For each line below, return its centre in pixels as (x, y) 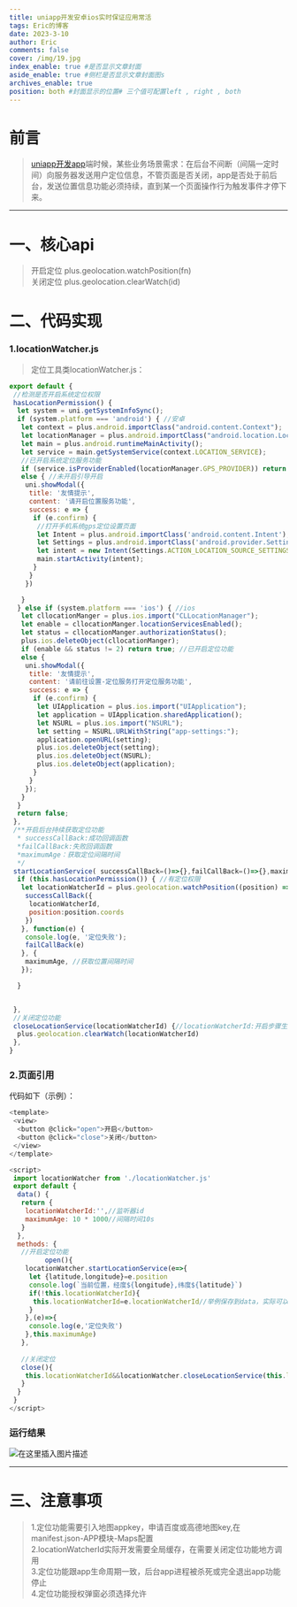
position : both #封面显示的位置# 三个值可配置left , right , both (125, 91)
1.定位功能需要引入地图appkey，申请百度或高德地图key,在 (136, 1527)
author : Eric (33, 42)
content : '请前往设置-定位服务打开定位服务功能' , (110, 682)
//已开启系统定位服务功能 (61, 460)
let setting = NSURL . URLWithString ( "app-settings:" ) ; (138, 731)
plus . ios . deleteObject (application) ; (106, 765)
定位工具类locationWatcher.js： (88, 369)
